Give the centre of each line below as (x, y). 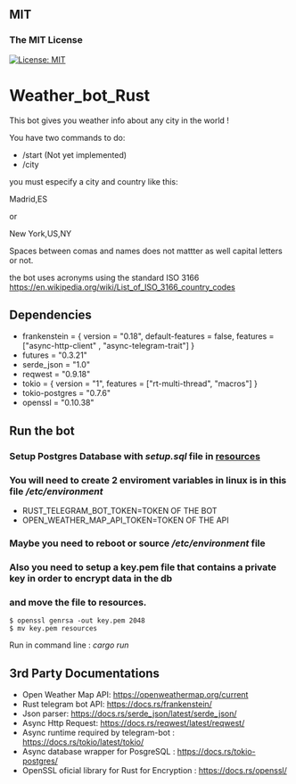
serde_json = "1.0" (56, 365)
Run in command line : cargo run (69, 645)
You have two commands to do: (67, 137)
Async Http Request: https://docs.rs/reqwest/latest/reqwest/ (133, 723)
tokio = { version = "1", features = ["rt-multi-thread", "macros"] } (140, 384)
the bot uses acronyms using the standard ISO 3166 (104, 277)
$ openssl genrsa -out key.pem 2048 (77, 621)
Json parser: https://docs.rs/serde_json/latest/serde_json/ (130, 714)
